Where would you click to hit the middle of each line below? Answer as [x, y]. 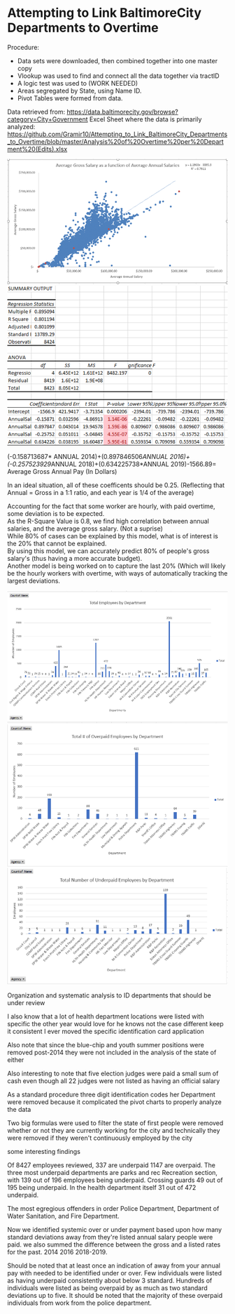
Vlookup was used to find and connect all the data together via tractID [118, 76]
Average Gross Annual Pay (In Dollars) [62, 471]
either [16, 1060]
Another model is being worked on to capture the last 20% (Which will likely [116, 566]
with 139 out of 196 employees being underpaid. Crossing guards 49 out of [115, 1180]
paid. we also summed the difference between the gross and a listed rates [114, 1245]
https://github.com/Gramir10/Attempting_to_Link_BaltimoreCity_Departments [117, 134]
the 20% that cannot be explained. [57, 543]
